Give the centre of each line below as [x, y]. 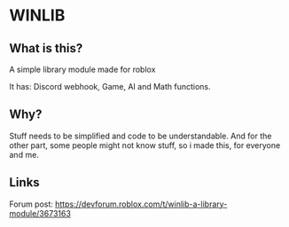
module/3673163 [40, 213]
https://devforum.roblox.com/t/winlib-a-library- [141, 204]
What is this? [46, 48]
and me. [24, 154]
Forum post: [31, 204]
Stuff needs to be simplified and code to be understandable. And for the [141, 136]
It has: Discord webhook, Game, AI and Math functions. [110, 86]
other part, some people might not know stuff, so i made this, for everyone [145, 145]
